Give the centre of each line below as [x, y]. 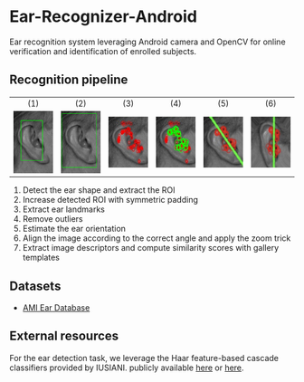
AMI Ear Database [56, 308]
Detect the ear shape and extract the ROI [99, 190]
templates [41, 258]
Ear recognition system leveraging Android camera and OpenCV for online [148, 42]
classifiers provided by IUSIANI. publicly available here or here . [127, 368]
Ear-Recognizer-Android [103, 17]
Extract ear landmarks [64, 209]
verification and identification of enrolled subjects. [103, 51]
